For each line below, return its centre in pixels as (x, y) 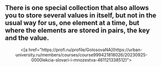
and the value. (27, 38)
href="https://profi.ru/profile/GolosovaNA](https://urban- (85, 50)
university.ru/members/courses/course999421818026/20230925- (81, 54)
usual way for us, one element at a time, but (72, 23)
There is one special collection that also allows (77, 8)
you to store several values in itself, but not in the (81, 16)
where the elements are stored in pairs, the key (78, 31)
